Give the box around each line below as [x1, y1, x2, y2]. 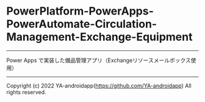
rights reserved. [6, 88, 47, 95]
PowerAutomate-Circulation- [6, 17, 157, 31]
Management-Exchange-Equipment [6, 30, 193, 44]
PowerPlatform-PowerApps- [6, 4, 154, 18]
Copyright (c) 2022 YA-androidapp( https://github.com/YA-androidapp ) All [6, 82, 192, 89]
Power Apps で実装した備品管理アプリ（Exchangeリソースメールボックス [6, 56, 191, 64]
